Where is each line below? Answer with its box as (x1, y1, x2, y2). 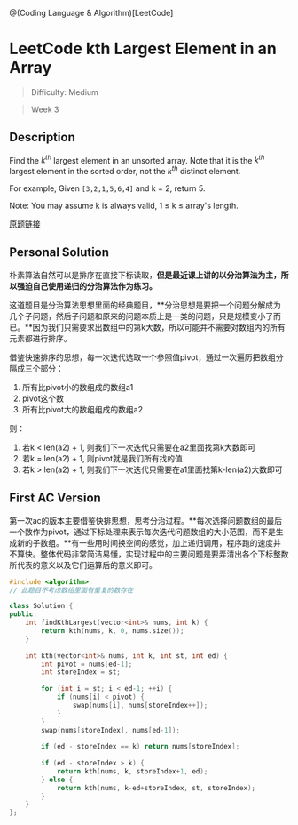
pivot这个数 (21, 393, 65, 404)
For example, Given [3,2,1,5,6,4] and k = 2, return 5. (9, 183, 206, 194)
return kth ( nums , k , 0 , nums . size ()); (41, 627, 184, 636)
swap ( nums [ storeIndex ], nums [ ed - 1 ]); (41, 725, 180, 734)
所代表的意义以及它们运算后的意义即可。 (9, 559, 157, 570)
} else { (41, 775, 74, 784)
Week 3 (30, 104, 59, 115)
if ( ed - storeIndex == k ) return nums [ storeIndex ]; (41, 742, 240, 751)
